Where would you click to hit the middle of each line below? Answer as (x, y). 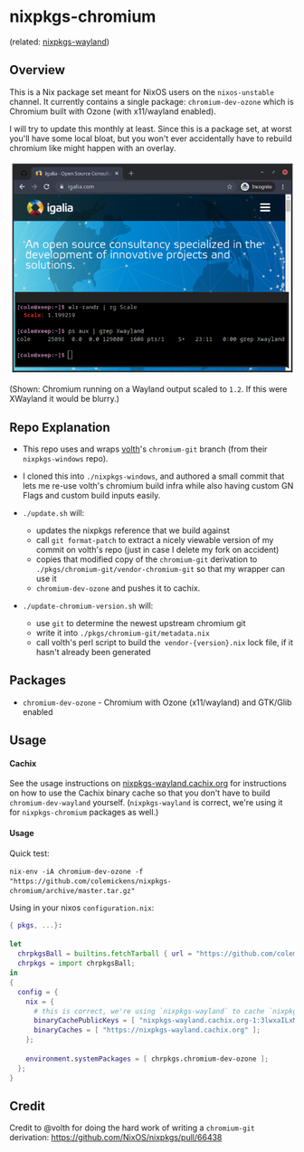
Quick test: (29, 853)
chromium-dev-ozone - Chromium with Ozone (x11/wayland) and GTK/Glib (157, 702)
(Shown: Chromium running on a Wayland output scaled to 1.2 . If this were (148, 389)
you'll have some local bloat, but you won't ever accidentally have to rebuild (151, 138)
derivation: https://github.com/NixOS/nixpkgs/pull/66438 (116, 1138)
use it (46, 579)
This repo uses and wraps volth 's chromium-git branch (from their (145, 449)
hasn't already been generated (93, 652)
